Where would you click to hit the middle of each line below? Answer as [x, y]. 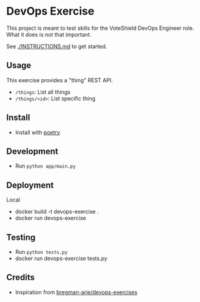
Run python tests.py [41, 252]
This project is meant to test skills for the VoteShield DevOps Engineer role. [100, 28]
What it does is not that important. [49, 34]
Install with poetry [38, 132]
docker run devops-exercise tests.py [61, 258]
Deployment [30, 185]
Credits [21, 277]
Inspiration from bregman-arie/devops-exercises [76, 292]
